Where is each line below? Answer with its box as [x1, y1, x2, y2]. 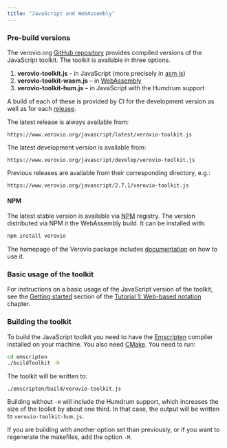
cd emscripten [7, 353, 48, 360]
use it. [7, 252, 25, 261]
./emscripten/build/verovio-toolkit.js [7, 385, 122, 393]
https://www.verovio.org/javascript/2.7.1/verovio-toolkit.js [7, 182, 189, 189]
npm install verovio [7, 232, 67, 240]
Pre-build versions [7, 32, 71, 42]
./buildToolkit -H [7, 360, 60, 367]
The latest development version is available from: [7, 143, 147, 152]
